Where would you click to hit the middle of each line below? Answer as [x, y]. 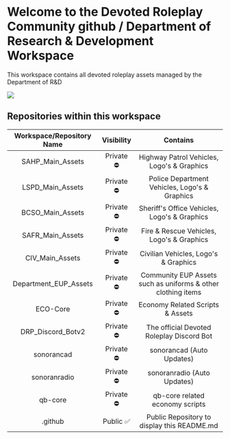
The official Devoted [179, 328]
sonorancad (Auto [179, 351]
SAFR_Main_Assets [53, 235]
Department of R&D [35, 82]
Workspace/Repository [53, 136]
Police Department [179, 178]
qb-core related [179, 396]
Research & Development [80, 41]
